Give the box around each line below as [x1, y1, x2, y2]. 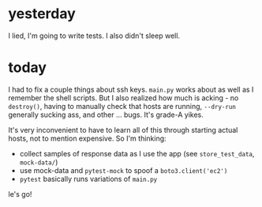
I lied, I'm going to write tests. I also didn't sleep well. [8, 31, 180, 40]
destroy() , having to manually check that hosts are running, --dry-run [8, 101, 237, 111]
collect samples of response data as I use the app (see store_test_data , [19, 149, 255, 158]
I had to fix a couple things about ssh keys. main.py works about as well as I [8, 85, 254, 94]
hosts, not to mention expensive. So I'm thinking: [8, 134, 167, 143]
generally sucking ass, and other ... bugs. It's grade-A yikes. [8, 110, 204, 119]
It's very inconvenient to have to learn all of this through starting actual [8, 125, 238, 134]
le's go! [8, 189, 32, 198]
